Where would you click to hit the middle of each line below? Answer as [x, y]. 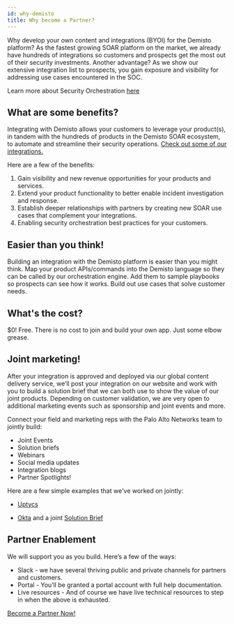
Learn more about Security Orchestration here [73, 91]
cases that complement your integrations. [77, 215]
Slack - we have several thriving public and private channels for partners [122, 570]
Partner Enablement [52, 540]
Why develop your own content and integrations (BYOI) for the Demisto [109, 40]
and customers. [40, 577]
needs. [17, 291]
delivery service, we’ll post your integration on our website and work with [112, 383]
